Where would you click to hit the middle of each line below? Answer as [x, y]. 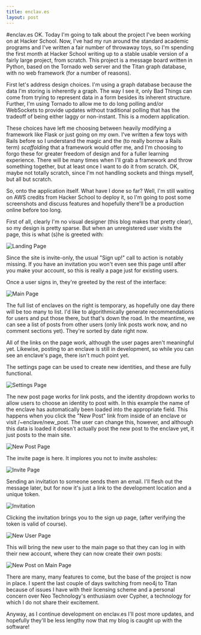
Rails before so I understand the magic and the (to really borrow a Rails [94, 141]
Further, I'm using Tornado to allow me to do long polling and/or [85, 103]
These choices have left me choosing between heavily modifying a [89, 128]
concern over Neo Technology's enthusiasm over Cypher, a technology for [98, 596]
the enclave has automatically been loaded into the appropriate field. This [97, 409]
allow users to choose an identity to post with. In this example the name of [98, 403]
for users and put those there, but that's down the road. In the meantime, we [100, 318]
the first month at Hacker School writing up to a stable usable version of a [97, 53]
